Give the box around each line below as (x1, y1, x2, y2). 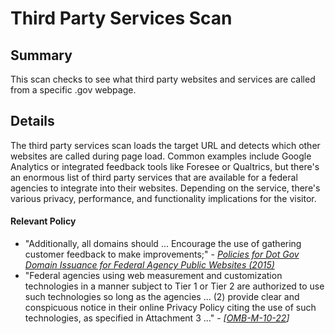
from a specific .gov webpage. (10, 84, 137, 96)
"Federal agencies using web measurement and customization (24, 270, 283, 282)
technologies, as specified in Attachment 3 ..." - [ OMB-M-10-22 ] (24, 312, 290, 324)
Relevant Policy (10, 215, 77, 227)
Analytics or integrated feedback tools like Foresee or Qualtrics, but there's (10, 160, 320, 172)
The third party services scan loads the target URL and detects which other (10, 139, 321, 151)
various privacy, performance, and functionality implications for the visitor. (10, 192, 317, 204)
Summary (10, 47, 73, 64)
